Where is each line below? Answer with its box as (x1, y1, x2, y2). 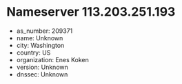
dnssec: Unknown (16, 70, 68, 79)
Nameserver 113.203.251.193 (6, 4, 176, 20)
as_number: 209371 (16, 27, 73, 35)
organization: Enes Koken (16, 55, 89, 64)
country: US (16, 48, 51, 57)
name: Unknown (16, 33, 63, 42)
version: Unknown (16, 63, 68, 71)
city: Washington (16, 41, 65, 49)
